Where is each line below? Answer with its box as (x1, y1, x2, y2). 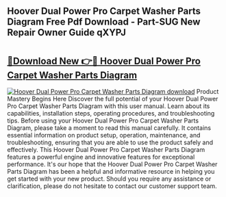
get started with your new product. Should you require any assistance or (7, 174, 212, 183)
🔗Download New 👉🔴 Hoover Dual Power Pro (7, 55, 201, 67)
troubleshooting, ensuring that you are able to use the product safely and (7, 138, 214, 146)
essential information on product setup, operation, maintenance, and (7, 131, 201, 139)
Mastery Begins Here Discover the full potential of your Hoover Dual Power (7, 95, 218, 103)
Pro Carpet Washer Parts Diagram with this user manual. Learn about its (7, 102, 210, 110)
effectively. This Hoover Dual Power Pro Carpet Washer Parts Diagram (7, 146, 205, 153)
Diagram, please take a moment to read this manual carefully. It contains (7, 124, 211, 132)
